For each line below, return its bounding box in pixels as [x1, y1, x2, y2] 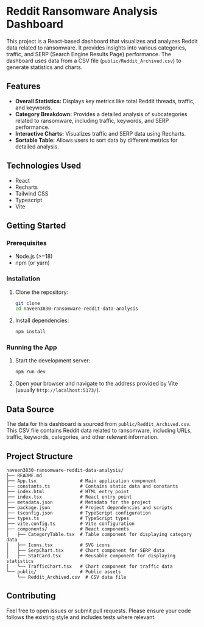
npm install [15, 329, 46, 335]
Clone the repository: [15, 288, 69, 296]
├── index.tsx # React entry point [6, 494, 132, 500]
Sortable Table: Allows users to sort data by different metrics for [15, 136, 178, 144]
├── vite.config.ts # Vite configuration [6, 521, 135, 527]
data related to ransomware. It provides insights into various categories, [6, 44, 187, 51]
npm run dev [15, 369, 46, 375]
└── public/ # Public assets [6, 568, 121, 575]
